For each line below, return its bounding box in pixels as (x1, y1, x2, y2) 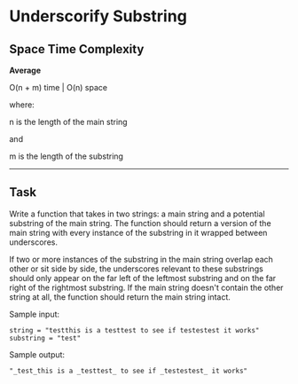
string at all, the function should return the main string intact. (9, 291, 231, 302)
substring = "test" (9, 333, 82, 342)
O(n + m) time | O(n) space (9, 82, 108, 92)
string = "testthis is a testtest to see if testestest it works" (9, 325, 260, 334)
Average (9, 65, 42, 75)
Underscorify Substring (9, 6, 188, 27)
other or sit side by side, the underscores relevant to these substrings (9, 263, 263, 274)
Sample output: (9, 349, 65, 360)
